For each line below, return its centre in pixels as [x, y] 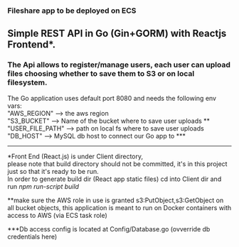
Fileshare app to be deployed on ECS [72, 11]
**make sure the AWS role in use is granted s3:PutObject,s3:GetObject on [116, 200]
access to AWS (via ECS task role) [58, 215]
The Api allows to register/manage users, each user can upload [119, 65]
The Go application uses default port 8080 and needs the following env [112, 98]
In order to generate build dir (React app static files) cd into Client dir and [115, 179]
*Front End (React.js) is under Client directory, [75, 156]
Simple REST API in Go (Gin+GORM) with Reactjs [117, 34]
